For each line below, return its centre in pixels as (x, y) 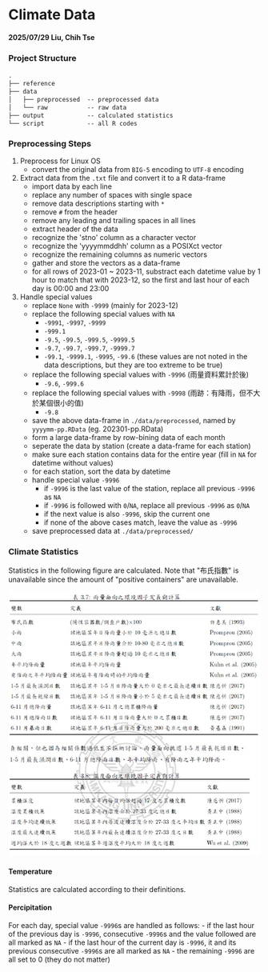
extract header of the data (75, 229)
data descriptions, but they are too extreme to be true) (133, 365)
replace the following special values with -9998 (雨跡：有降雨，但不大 (146, 393)
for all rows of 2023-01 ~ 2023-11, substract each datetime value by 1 (146, 272)
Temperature (30, 871)
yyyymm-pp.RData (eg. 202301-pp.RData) (98, 429)
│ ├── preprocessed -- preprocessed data (84, 100)
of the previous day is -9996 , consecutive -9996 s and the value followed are (132, 934)
